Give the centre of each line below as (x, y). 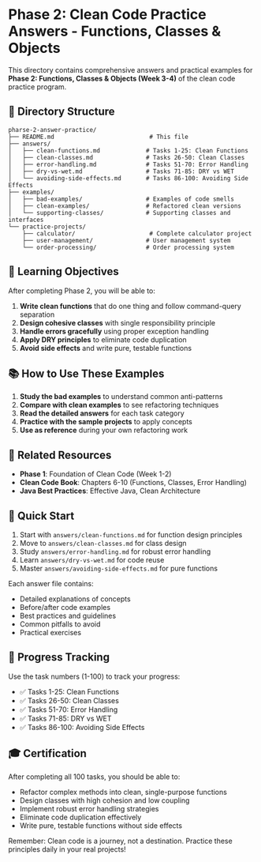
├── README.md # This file (99, 137)
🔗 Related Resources (60, 455)
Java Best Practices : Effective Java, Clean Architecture (110, 491)
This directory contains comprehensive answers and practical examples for (130, 70)
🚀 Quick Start (41, 516)
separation (37, 314)
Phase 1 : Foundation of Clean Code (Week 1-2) (95, 474)
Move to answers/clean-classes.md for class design (103, 543)
